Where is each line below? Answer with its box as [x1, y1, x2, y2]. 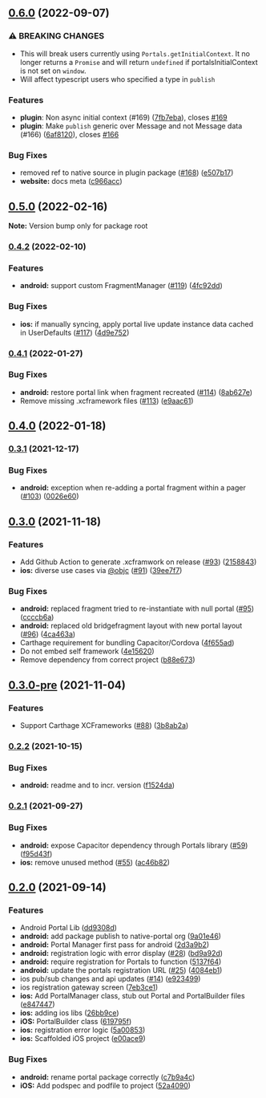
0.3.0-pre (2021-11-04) [8, 678, 126, 692]
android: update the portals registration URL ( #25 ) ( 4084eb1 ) [19, 966, 223, 975]
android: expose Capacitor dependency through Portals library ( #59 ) [19, 840, 248, 850]
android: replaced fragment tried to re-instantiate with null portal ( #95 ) [19, 604, 255, 613]
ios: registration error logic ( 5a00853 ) [19, 1025, 146, 1035]
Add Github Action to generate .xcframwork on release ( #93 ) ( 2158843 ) [19, 557, 257, 567]
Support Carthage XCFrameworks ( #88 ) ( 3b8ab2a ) [19, 721, 189, 730]
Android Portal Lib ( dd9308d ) [19, 923, 118, 933]
